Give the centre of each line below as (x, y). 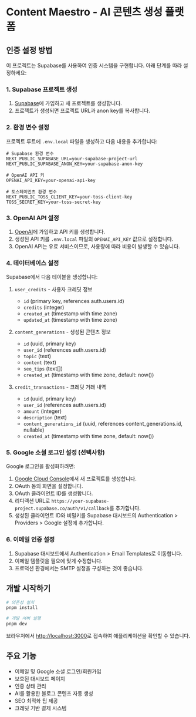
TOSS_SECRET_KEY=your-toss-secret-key (53, 202)
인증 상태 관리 (30, 686)
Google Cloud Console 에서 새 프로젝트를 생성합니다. (75, 479)
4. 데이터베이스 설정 (33, 263)
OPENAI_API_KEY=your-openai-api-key (51, 180)
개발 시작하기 (28, 589)
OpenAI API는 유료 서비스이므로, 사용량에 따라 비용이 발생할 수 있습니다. (97, 246)
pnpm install (22, 608)
